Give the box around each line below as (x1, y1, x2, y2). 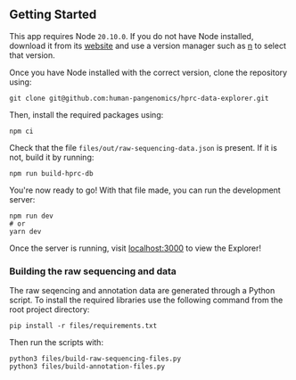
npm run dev (9, 211, 53, 220)
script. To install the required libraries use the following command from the (9, 294, 284, 306)
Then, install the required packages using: (9, 109, 164, 120)
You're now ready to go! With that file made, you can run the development (9, 185, 281, 195)
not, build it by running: (9, 152, 95, 162)
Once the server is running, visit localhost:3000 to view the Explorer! (9, 243, 261, 253)
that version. (9, 49, 55, 61)
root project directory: (9, 304, 90, 315)
